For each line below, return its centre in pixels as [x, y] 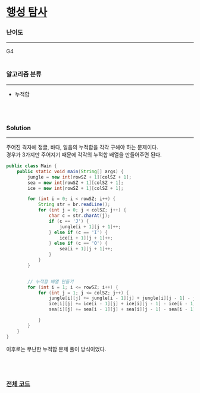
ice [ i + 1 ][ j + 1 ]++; [86, 238]
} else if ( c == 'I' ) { [78, 232]
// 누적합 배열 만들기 [51, 281]
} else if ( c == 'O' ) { [78, 243]
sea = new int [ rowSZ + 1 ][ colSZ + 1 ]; [76, 183]
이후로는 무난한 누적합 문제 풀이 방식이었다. [56, 349]
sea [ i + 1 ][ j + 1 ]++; [86, 249]
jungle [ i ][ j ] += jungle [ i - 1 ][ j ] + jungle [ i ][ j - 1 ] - [119, 298]
